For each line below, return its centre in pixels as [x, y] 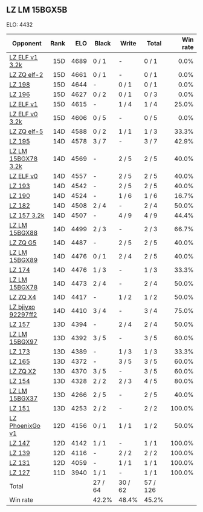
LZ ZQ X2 [23, 371]
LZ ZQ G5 [23, 243]
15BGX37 [24, 398]
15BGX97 [24, 341]
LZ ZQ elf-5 [26, 131]
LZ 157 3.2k [27, 215]
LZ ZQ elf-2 [26, 74]
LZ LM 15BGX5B [37, 10]
